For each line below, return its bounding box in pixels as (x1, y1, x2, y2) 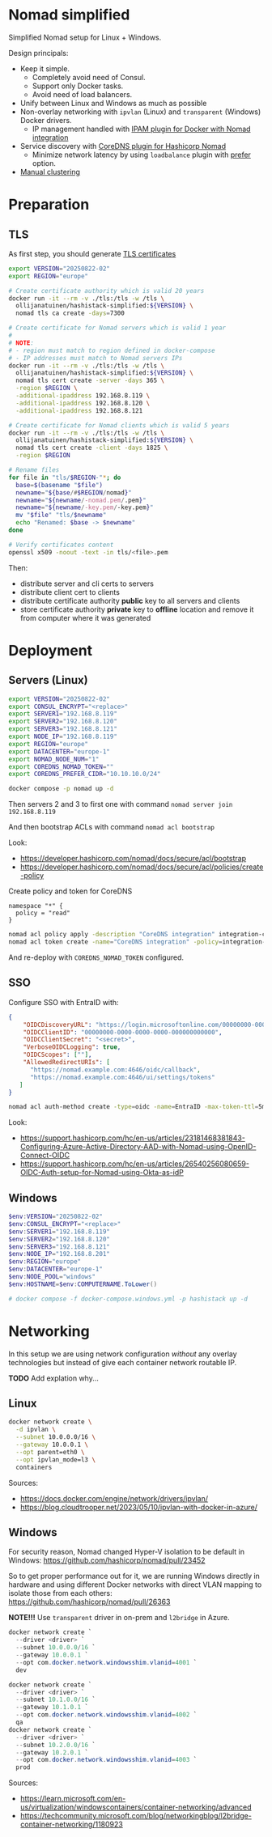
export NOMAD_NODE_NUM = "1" (8, 755, 100, 763)
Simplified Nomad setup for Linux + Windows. (8, 32, 162, 42)
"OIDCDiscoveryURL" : (23, 1020, 92, 1029)
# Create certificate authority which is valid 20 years (8, 286, 205, 295)
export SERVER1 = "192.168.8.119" (8, 710, 117, 718)
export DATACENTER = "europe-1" (8, 747, 111, 756)
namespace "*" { (8, 902, 63, 910)
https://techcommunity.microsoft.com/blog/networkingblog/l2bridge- (19, 1811, 253, 1821)
